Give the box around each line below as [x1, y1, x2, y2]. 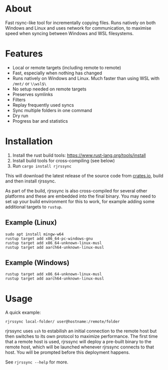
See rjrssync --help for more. [5, 359, 69, 365]
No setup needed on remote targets [12, 86, 87, 92]
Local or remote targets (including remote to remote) [12, 64, 121, 70]
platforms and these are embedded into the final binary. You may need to [5, 193, 156, 199]
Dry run [12, 113, 29, 119]
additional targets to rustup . [5, 204, 63, 210]
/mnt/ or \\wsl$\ [12, 80, 47, 86]
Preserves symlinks [12, 91, 53, 97]
